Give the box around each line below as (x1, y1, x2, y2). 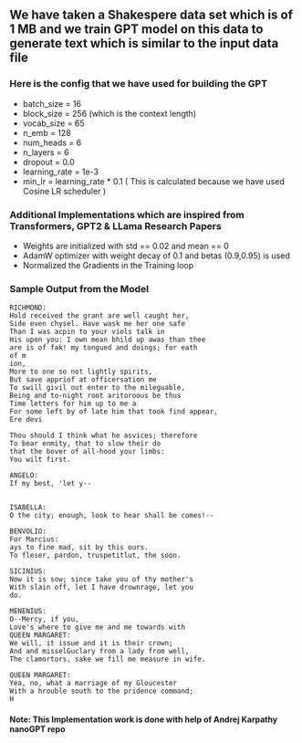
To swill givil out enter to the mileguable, (9, 383, 185, 392)
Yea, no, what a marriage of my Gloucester (9, 679, 178, 688)
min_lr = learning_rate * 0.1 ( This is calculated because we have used (22, 175, 286, 186)
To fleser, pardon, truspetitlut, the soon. (9, 551, 182, 560)
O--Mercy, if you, (9, 615, 79, 624)
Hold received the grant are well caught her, (9, 311, 190, 320)
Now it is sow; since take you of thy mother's (9, 575, 194, 584)
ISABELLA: (9, 503, 47, 512)
